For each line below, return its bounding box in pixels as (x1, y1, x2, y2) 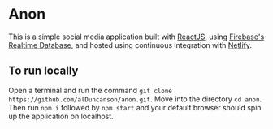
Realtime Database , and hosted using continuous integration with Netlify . (8, 40, 253, 49)
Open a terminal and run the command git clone (8, 85, 173, 95)
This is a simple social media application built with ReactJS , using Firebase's (8, 32, 265, 41)
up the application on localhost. (8, 111, 114, 121)
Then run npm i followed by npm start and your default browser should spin (8, 102, 262, 112)
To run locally (8, 64, 79, 78)
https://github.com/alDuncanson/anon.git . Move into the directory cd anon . (8, 94, 262, 104)
